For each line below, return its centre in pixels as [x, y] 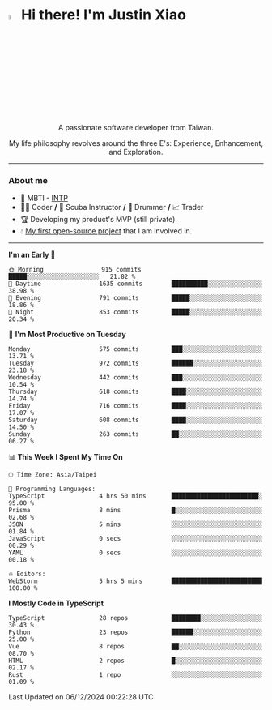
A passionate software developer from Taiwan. [136, 128]
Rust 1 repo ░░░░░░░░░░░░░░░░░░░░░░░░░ [136, 675]
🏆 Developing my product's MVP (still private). [99, 220]
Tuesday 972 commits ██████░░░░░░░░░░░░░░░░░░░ [136, 364]
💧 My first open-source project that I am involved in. [106, 231]
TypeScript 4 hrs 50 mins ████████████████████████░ [136, 496]
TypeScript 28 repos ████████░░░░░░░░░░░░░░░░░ [136, 618]
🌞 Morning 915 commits [75, 270]
